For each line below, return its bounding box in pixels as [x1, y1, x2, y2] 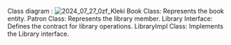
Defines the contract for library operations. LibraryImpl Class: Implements [7, 22, 224, 30]
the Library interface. [7, 29, 70, 38]
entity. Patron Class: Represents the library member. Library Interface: [7, 14, 213, 23]
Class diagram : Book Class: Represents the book [7, 7, 225, 15]
